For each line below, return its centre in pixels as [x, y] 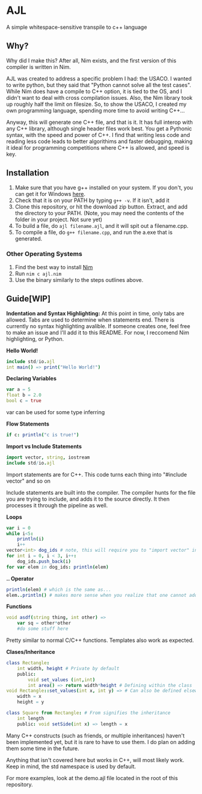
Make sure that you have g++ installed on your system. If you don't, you [104, 188]
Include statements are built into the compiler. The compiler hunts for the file [101, 492]
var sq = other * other [44, 623]
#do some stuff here [43, 629]
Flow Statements [28, 424]
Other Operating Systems [44, 254]
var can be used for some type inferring [56, 412]
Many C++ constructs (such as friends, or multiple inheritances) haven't [96, 735]
